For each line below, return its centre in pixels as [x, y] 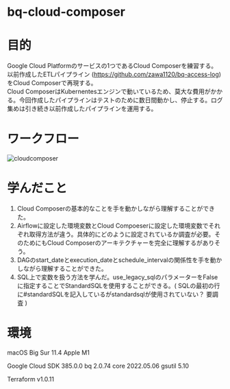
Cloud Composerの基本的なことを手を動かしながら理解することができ [116, 209]
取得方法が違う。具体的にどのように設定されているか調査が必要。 [122, 234]
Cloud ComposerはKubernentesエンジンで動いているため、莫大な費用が [109, 92]
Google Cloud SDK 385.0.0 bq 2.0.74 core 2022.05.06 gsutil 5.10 [98, 366]
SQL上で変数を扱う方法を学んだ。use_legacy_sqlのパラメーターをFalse [117, 277]
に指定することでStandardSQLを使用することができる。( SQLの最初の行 [118, 286]
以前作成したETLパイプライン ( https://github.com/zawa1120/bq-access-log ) [114, 74]
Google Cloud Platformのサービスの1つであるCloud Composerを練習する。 [112, 66]
